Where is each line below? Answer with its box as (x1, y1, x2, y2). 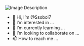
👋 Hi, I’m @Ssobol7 (12, 14, 51, 20)
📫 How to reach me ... (12, 36, 58, 42)
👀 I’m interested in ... (12, 20, 54, 25)
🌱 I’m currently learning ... (12, 25, 65, 31)
